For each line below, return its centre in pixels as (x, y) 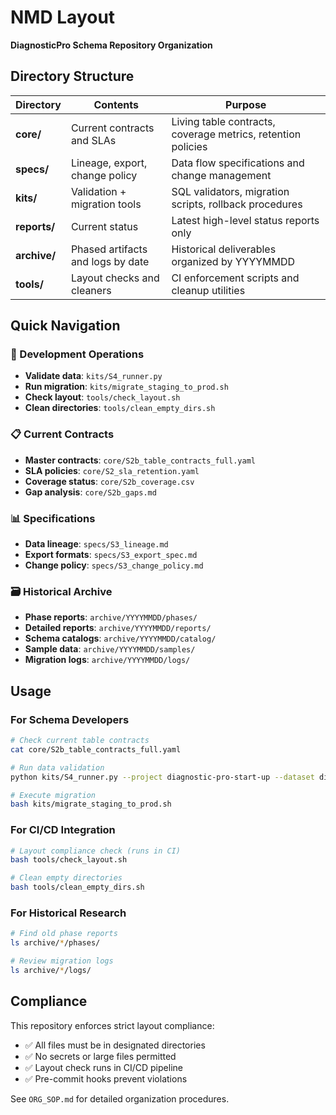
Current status (104, 226)
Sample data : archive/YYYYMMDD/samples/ (110, 649)
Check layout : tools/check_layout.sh (102, 397)
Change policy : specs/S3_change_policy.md (114, 565)
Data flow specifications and (238, 163)
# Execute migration (53, 795)
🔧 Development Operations (77, 354)
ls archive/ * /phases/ (55, 943)
